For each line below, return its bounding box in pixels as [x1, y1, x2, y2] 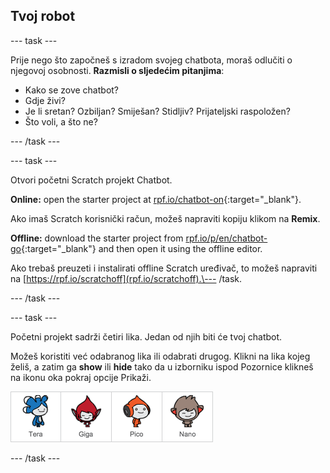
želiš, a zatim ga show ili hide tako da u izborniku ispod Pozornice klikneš [10, 360, 314, 373]
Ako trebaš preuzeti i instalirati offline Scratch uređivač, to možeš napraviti [10, 262, 318, 274]
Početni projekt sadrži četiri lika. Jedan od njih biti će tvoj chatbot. [10, 330, 283, 343]
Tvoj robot [10, 8, 76, 25]
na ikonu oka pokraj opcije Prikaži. [10, 371, 152, 383]
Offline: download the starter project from [10, 232, 184, 244]
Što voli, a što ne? [24, 115, 98, 128]
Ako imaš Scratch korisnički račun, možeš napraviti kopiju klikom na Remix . [10, 212, 321, 224]
